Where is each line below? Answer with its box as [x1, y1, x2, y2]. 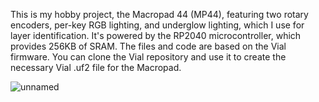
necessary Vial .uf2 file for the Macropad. [10, 62, 182, 73]
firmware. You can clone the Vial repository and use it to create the [10, 51, 287, 63]
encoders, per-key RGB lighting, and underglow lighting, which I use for [10, 19, 305, 31]
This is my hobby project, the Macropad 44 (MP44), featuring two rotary [10, 9, 309, 20]
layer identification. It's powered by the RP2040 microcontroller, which [10, 30, 302, 41]
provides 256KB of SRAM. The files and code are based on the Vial [10, 40, 287, 52]
